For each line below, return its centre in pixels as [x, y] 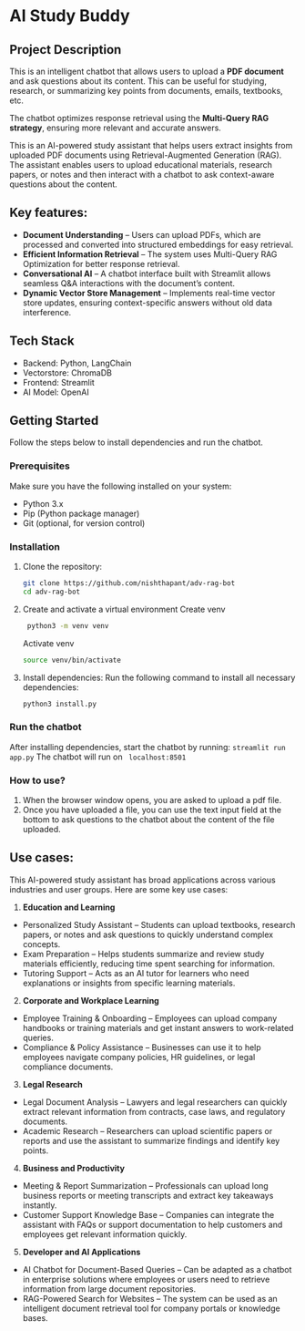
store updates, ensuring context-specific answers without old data [147, 303]
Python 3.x [43, 503]
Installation [35, 546]
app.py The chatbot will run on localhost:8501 [98, 757]
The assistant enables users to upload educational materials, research [141, 165]
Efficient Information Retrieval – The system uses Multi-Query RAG [150, 254]
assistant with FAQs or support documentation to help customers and [152, 1224]
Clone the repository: [62, 567]
